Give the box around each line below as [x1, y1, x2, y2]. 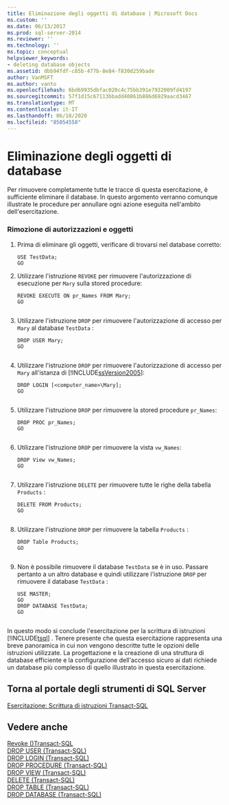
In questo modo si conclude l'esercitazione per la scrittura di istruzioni [7, 626, 206, 635]
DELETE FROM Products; [16, 501, 82, 508]
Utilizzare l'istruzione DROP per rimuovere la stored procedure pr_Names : [16, 406, 217, 414]
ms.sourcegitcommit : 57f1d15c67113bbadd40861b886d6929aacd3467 [7, 93, 192, 100]
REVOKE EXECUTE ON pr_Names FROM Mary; [16, 292, 132, 299]
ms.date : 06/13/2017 [7, 23, 67, 30]
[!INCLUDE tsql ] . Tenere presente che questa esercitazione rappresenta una [7, 634, 223, 642]
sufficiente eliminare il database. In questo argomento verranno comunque [7, 193, 218, 201]
